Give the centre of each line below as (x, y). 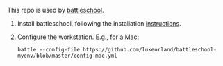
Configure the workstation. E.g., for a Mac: (78, 37)
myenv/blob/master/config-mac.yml (67, 56)
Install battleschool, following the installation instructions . (99, 23)
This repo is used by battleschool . (56, 10)
